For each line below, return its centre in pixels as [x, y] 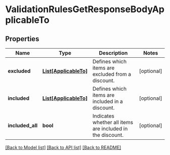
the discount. [108, 135]
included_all [23, 125]
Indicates [103, 116]
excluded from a [112, 74]
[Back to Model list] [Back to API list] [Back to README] [63, 147]
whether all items [113, 122]
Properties [22, 39]
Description [113, 53]
